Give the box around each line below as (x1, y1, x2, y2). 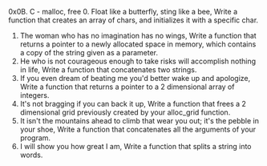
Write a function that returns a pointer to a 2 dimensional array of (19, 82, 235, 91)
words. (19, 150, 43, 160)
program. (19, 133, 51, 143)
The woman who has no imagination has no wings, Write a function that (19, 31, 257, 40)
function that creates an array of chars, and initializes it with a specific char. (8, 15, 259, 25)
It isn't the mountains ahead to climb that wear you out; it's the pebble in (19, 116, 259, 125)
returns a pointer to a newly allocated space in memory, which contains (19, 39, 257, 49)
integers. (19, 91, 50, 99)
